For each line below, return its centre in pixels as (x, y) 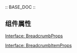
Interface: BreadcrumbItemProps (38, 45)
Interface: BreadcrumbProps (34, 36)
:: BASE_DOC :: (20, 7)
